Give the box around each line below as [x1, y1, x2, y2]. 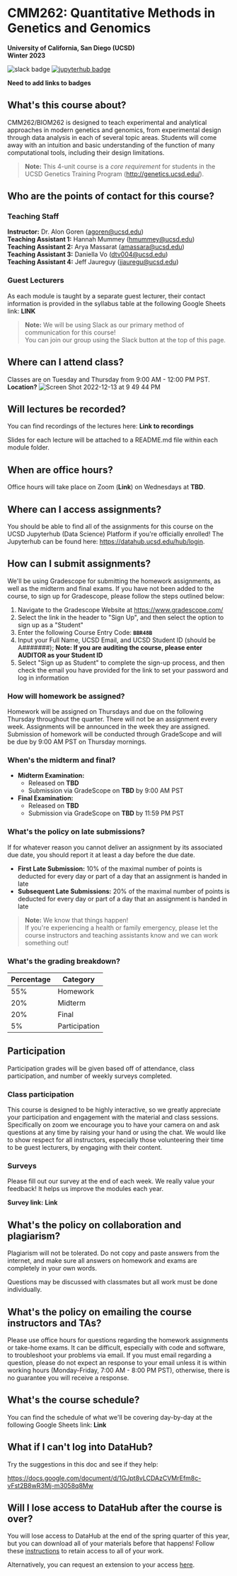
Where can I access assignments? [7, 503, 162, 516]
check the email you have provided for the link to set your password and [17, 665, 229, 674]
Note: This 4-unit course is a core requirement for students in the [24, 162, 216, 170]
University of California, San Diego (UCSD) [7, 43, 135, 52]
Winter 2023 [7, 51, 46, 60]
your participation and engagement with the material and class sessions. [7, 1113, 219, 1121]
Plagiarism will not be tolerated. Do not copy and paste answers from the [7, 1249, 220, 1258]
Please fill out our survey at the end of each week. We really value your [7, 1177, 215, 1185]
